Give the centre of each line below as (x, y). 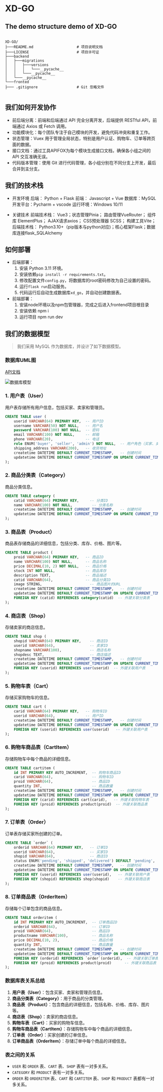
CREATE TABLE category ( (30, 496)
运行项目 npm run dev (41, 317)
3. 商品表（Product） (30, 532)
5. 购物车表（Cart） (28, 686)
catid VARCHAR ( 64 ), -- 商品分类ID (62, 580)
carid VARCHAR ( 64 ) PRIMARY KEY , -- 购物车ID (61, 711)
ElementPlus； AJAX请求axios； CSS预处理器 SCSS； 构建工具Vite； (87, 221)
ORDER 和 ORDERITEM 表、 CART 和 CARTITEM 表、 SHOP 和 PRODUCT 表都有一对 (83, 1078)
